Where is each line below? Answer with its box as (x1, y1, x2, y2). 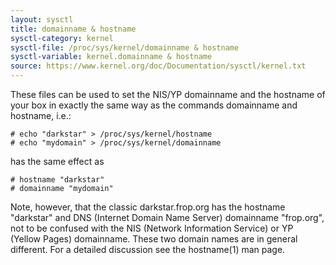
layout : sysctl (10, 14, 74, 25)
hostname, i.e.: (10, 110, 72, 121)
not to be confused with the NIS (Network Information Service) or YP (10, 222, 294, 234)
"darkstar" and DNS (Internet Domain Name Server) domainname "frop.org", (10, 212, 325, 223)
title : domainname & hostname (10, 24, 137, 34)
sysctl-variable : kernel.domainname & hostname (10, 52, 213, 62)
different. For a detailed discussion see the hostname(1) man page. (10, 244, 286, 255)
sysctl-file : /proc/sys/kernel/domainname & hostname (10, 42, 240, 53)
